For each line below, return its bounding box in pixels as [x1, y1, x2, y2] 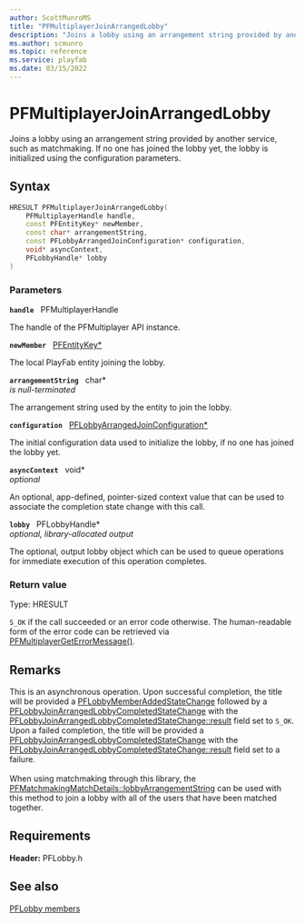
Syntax [9, 179, 51, 194]
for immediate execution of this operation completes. [9, 555, 207, 566]
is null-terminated [9, 383, 76, 395]
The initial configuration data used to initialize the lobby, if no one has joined [9, 437, 295, 448]
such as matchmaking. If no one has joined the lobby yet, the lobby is [9, 143, 269, 154]
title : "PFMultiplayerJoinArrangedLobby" [9, 22, 169, 31]
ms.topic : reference [9, 47, 88, 56]
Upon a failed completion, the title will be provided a [9, 725, 204, 736]
